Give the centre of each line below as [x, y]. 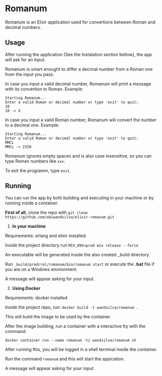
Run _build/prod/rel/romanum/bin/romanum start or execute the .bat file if [80, 264]
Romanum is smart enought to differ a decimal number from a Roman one [79, 69]
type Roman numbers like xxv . [35, 161]
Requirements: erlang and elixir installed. [46, 236]
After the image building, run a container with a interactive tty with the [75, 326]
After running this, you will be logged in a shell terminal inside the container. [81, 349]
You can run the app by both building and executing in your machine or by [80, 198]
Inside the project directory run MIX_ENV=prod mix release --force [72, 245]
